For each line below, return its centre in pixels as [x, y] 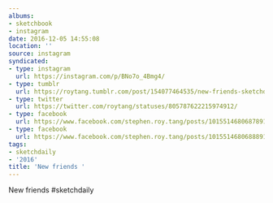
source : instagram [39, 54]
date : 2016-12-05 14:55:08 [54, 39]
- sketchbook [30, 24]
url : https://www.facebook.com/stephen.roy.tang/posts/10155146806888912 [143, 136]
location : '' [30, 46]
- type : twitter [36, 99]
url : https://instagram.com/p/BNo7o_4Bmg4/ [90, 76]
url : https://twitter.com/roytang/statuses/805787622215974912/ [127, 106]
